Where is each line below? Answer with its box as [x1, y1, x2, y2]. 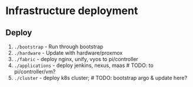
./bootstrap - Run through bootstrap [14, 43, 104, 50]
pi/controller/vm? [14, 68, 56, 75]
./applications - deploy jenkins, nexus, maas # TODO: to [14, 62, 154, 69]
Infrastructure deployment [5, 4, 138, 18]
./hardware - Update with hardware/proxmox [14, 49, 123, 56]
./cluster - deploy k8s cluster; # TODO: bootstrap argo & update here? [14, 75, 188, 81]
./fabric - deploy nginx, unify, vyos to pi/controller [14, 56, 139, 62]
